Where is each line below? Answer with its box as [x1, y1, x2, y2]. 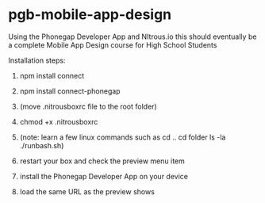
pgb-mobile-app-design [8, 6, 172, 24]
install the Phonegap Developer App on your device [19, 171, 189, 181]
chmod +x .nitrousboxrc [19, 117, 98, 126]
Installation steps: [8, 56, 66, 65]
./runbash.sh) [19, 140, 64, 150]
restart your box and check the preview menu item [19, 156, 185, 166]
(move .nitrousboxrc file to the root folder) [19, 101, 157, 111]
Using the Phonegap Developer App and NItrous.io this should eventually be [8, 32, 257, 41]
